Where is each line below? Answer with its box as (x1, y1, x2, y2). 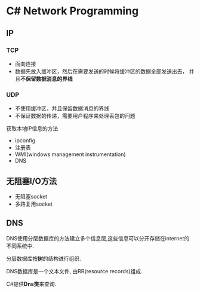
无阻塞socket (14, 193, 48, 200)
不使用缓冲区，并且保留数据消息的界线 (14, 105, 109, 112)
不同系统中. (6, 242, 35, 249)
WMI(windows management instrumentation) (14, 151, 127, 158)
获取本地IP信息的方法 (6, 125, 59, 132)
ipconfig (14, 137, 36, 144)
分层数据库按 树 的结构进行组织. (6, 255, 82, 262)
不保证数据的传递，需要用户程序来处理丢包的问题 (14, 112, 136, 120)
